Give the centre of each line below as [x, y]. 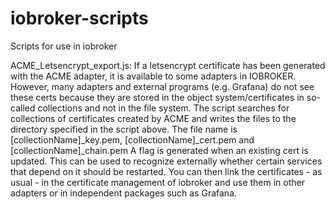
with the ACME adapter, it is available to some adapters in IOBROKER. [153, 76]
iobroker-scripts [79, 18]
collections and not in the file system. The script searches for [163, 108]
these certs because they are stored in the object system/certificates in [157, 97]
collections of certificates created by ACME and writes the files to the [153, 118]
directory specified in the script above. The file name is [124, 129]
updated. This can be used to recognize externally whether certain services [166, 161]
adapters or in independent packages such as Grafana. [124, 193]
